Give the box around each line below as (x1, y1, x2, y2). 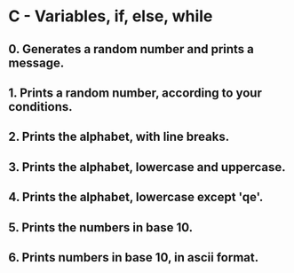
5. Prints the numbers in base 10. (8, 220, 194, 235)
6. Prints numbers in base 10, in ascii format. (8, 250, 259, 265)
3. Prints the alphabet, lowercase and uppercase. (8, 160, 286, 175)
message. (8, 55, 65, 70)
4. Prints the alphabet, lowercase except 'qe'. (8, 190, 264, 205)
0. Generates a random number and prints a (8, 42, 255, 57)
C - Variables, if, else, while (8, 6, 213, 27)
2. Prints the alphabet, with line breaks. (8, 129, 230, 144)
